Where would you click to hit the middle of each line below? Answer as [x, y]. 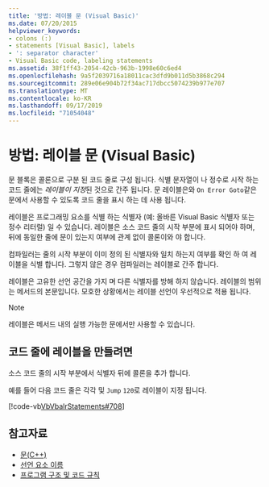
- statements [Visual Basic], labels [72, 46]
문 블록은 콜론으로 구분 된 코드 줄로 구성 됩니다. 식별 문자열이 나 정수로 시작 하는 [134, 179]
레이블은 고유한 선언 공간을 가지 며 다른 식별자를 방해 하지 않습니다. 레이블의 [128, 281]
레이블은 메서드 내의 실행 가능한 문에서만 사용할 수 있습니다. [102, 324]
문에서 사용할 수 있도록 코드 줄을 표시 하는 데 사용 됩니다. [97, 199]
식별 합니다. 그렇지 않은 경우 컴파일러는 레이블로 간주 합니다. [124, 264]
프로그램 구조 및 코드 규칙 [60, 475]
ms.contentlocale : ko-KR [50, 98]
